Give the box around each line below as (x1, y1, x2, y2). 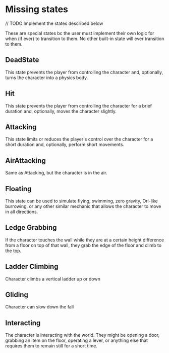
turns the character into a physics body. (5, 75, 88, 81)
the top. (5, 248, 22, 254)
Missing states (5, 4, 69, 15)
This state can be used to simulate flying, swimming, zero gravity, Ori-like (5, 198, 158, 204)
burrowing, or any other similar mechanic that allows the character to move (5, 203, 161, 209)
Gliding (5, 291, 29, 299)
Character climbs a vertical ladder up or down (5, 275, 101, 282)
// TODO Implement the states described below (5, 20, 103, 26)
